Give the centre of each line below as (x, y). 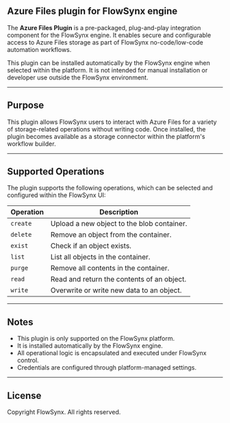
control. (28, 360)
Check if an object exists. (91, 246)
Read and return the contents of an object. (118, 279)
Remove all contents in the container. (110, 268)
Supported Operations (56, 171)
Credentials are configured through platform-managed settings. (107, 368)
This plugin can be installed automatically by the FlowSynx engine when (109, 63)
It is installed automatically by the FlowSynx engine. (90, 346)
